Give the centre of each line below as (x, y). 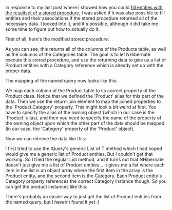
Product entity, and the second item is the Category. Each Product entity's (84, 176)
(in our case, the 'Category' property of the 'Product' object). (70, 129)
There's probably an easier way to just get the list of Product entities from (83, 196)
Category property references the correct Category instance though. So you (86, 181)
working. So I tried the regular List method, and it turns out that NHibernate (85, 159)
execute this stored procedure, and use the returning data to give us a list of (86, 60)
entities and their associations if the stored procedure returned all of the (81, 18)
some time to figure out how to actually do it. (53, 29)
